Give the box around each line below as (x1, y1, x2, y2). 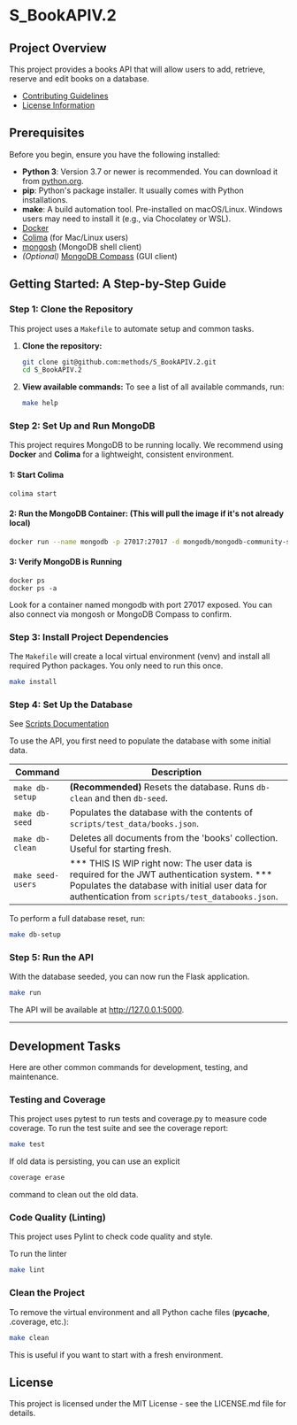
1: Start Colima (9, 470, 65, 481)
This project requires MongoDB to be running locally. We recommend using (9, 440, 284, 451)
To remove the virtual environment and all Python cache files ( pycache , (9, 1306, 270, 1317)
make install (9, 678, 57, 687)
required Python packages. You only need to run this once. (9, 660, 224, 671)
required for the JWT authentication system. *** (69, 868, 272, 881)
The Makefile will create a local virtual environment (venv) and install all (9, 651, 270, 662)
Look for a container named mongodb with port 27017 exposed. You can (9, 599, 272, 610)
